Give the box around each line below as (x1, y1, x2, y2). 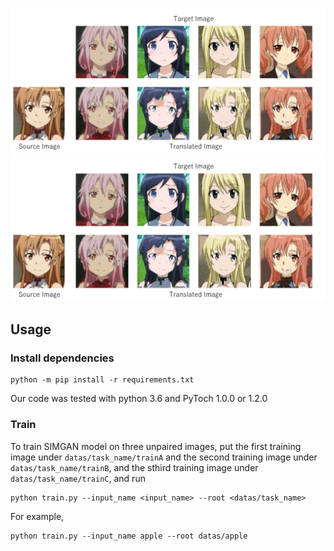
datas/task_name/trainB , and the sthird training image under (10, 461, 259, 473)
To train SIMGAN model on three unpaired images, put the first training (10, 440, 302, 452)
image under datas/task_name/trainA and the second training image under (10, 451, 318, 463)
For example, (10, 510, 65, 522)
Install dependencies (10, 351, 115, 365)
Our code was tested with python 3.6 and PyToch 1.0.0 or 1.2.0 (10, 393, 268, 405)
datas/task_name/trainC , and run (10, 472, 146, 484)
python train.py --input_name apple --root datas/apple (10, 531, 248, 541)
